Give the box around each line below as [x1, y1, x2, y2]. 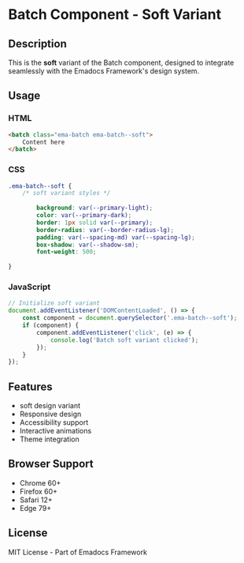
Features [8, 380, 53, 393]
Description [8, 37, 67, 51]
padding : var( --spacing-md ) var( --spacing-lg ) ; [36, 233, 195, 242]
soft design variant [19, 401, 81, 411]
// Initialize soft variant [8, 299, 101, 307]
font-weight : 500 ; [36, 248, 97, 256]
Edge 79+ [19, 503, 52, 512]
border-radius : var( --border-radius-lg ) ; [36, 226, 175, 234]
